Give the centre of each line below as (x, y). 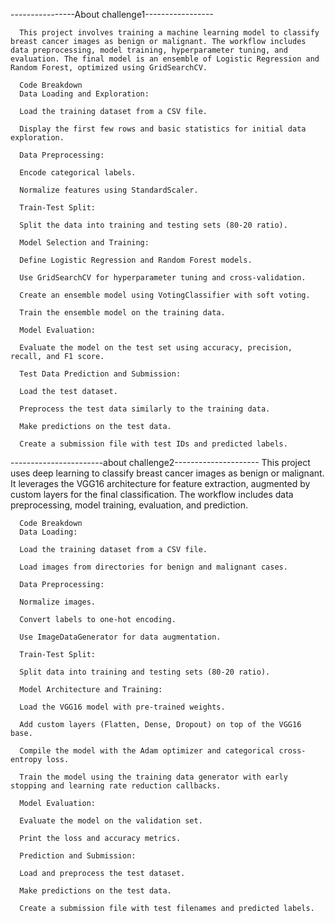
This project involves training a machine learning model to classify (169, 33)
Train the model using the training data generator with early (153, 777)
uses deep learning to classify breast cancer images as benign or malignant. (167, 473)
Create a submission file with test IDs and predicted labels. (153, 444)
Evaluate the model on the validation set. (111, 821)
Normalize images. (58, 602)
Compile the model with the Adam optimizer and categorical (147, 751)
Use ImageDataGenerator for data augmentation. (120, 637)
